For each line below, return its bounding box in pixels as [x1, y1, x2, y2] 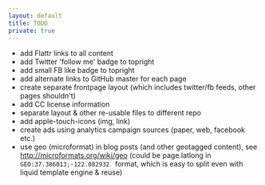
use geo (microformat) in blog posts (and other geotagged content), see [19, 142, 258, 152]
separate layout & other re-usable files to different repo [19, 108, 202, 118]
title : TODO [8, 19, 48, 27]
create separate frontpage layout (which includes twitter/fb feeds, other [19, 82, 256, 92]
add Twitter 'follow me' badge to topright [19, 57, 155, 66]
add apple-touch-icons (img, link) [19, 117, 131, 127]
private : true [8, 26, 56, 34]
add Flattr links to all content [19, 49, 114, 58]
